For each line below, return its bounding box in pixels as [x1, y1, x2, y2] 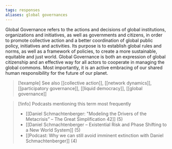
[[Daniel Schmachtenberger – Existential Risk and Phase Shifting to [25, 121, 167, 127]
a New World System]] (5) [25, 126, 81, 133]
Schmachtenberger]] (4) [25, 138, 78, 144]
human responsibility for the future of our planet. [5, 70, 108, 76]
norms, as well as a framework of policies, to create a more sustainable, [5, 48, 158, 54]
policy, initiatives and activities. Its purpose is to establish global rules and [5, 42, 162, 49]
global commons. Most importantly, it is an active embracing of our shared [5, 65, 163, 71]
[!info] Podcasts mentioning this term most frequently [17, 100, 131, 107]
